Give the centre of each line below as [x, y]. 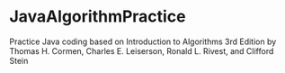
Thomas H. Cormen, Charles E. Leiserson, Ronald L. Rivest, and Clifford [142, 50]
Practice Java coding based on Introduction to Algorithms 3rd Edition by [143, 41]
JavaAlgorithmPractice [98, 17]
